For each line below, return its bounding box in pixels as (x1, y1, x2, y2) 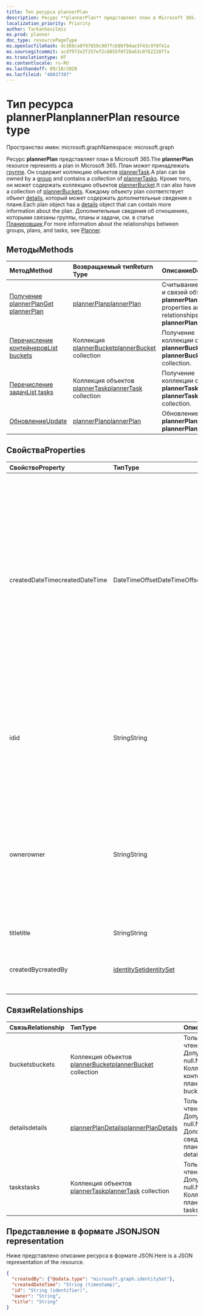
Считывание (161, 281, 199, 288)
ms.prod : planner (6, 32, 50, 38)
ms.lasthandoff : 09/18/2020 (6, 65, 78, 72)
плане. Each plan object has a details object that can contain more (6, 201, 171, 208)
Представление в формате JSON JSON (6, 1226, 160, 1237)
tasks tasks (9, 1182, 40, 1191)
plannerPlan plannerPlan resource (6, 110, 180, 124)
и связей (161, 288, 188, 296)
